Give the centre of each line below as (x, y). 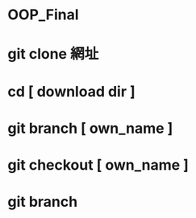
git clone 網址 (53, 54)
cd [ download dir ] (72, 91)
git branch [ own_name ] (90, 128)
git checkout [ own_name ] (98, 165)
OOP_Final (43, 15)
